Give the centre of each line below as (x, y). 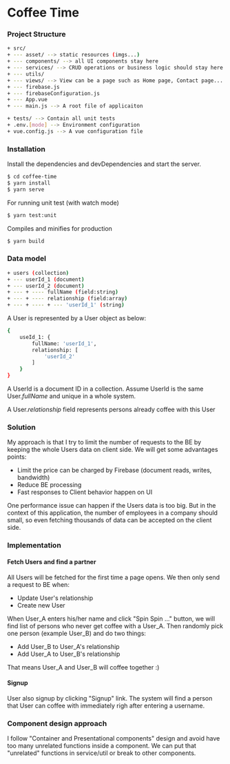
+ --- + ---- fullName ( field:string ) (63, 292)
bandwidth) (33, 477)
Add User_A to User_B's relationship (69, 654)
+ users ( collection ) (38, 273)
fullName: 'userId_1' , (64, 343)
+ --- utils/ (26, 74)
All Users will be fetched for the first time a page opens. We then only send (114, 577)
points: (17, 457)
